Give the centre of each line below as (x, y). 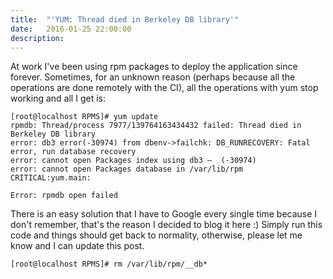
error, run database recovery (73, 152)
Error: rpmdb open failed (64, 196)
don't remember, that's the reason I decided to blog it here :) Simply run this (166, 225)
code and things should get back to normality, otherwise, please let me (156, 235)
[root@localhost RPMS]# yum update (84, 117)
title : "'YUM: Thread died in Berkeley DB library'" (125, 19)
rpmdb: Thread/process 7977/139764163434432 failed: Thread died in (156, 126)
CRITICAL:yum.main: (51, 178)
